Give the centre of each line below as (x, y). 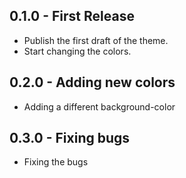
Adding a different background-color (99, 106)
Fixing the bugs (56, 162)
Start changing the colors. (77, 51)
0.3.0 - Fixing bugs (70, 138)
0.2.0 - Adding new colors (92, 82)
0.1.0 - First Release (72, 16)
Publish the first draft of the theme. (96, 40)
